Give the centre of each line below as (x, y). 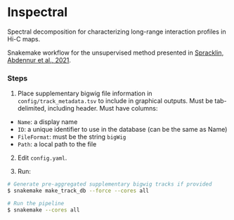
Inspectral (38, 12)
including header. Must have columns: (103, 109)
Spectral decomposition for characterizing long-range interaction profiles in (117, 32)
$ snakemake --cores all (44, 210)
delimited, (32, 109)
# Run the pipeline (36, 203)
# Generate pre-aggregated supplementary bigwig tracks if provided (110, 184)
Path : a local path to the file (57, 144)
